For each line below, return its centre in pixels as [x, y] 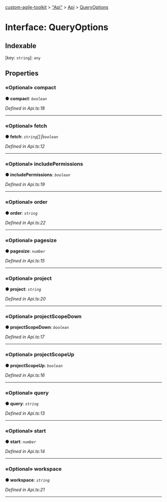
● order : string [21, 213]
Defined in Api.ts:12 [25, 146]
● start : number [21, 442]
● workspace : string [27, 480]
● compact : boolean [26, 98]
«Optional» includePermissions [44, 164]
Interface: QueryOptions [57, 27]
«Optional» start [26, 431]
